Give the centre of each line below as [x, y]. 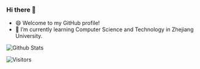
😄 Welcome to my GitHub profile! [57, 23]
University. [29, 36]
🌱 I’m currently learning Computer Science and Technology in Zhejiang [104, 29]
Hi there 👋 [21, 10]
